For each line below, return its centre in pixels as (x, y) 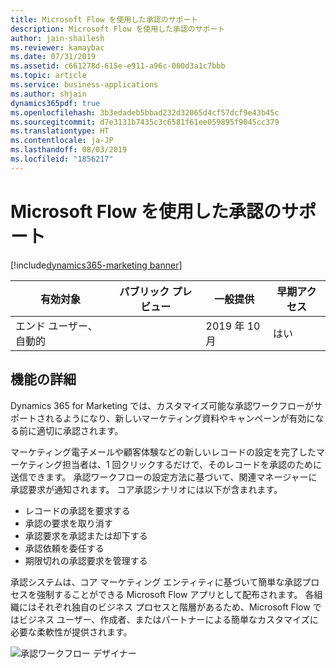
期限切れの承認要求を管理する (86, 560)
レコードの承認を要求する (77, 510)
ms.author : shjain (48, 94)
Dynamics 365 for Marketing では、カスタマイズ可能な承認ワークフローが (162, 405)
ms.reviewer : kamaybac (57, 47)
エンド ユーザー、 (56, 326)
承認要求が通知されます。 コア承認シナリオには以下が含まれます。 (146, 489)
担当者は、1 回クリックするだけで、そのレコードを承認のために (191, 464)
